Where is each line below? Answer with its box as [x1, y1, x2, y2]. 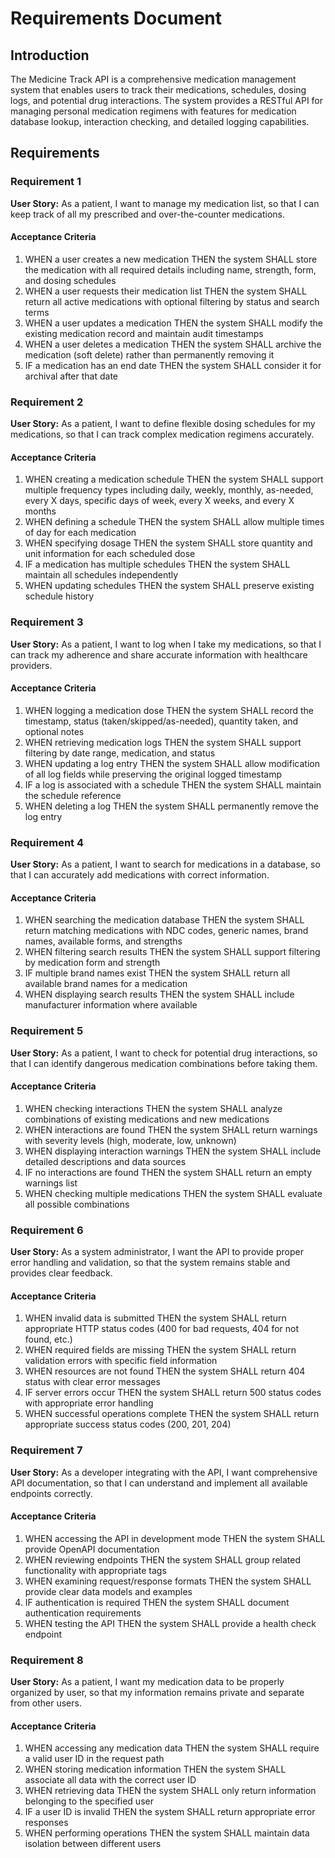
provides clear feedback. [10, 1267, 113, 1279]
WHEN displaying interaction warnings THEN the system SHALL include [24, 1145, 322, 1157]
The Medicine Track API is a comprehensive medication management [10, 73, 297, 85]
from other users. [10, 1697, 82, 1709]
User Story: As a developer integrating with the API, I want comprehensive [10, 1466, 318, 1478]
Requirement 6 [10, 1223, 84, 1237]
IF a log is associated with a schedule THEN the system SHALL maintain [24, 778, 322, 791]
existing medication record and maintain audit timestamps [24, 327, 264, 339]
